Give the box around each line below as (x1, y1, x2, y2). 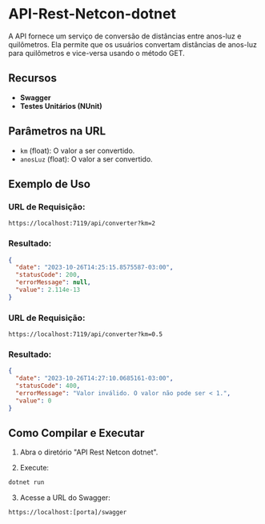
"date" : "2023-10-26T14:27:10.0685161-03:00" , (15, 374, 174, 382)
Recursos (8, 71, 58, 85)
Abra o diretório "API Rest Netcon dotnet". (19, 447, 159, 457)
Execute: (19, 463, 50, 473)
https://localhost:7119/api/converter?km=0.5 (8, 330, 163, 338)
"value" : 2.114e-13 (15, 286, 81, 294)
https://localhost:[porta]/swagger (8, 509, 127, 517)
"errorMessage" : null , (15, 278, 91, 286)
